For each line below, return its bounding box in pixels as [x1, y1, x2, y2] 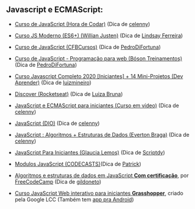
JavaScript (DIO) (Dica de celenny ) [14, 120, 100, 127]
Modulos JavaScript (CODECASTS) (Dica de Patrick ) [14, 160, 142, 168]
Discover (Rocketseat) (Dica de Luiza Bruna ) [14, 90, 123, 97]
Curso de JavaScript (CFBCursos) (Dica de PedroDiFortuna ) [14, 43, 161, 50]
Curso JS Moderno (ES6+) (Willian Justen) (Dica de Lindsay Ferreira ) [14, 32, 183, 39]
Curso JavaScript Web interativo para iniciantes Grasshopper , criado [14, 189, 184, 197]
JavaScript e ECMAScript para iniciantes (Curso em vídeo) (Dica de [14, 102, 179, 109]
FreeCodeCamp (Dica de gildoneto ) [14, 178, 102, 185]
